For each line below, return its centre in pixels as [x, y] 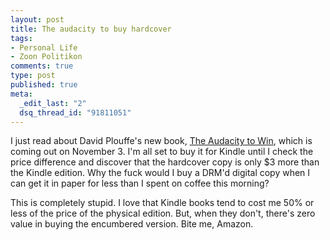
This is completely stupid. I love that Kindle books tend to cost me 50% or [162, 203]
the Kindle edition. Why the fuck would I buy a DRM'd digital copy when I [160, 173]
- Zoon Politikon [46, 57]
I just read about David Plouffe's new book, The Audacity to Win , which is [161, 141]
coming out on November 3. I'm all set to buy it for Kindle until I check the [162, 152]
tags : [21, 38]
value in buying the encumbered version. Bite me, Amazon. [132, 224]
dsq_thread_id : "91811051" [75, 112]
